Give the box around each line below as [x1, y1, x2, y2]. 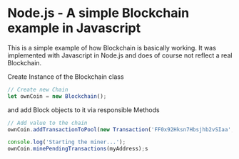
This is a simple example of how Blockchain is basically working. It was [7, 43, 216, 52]
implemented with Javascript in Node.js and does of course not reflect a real [7, 51, 233, 60]
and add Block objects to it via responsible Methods [7, 105, 160, 114]
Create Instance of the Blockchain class [7, 72, 124, 81]
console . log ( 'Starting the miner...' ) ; [7, 138, 126, 146]
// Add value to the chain [7, 119, 88, 126]
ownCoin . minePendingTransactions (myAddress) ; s [7, 146, 148, 153]
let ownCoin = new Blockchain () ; [7, 92, 107, 100]
